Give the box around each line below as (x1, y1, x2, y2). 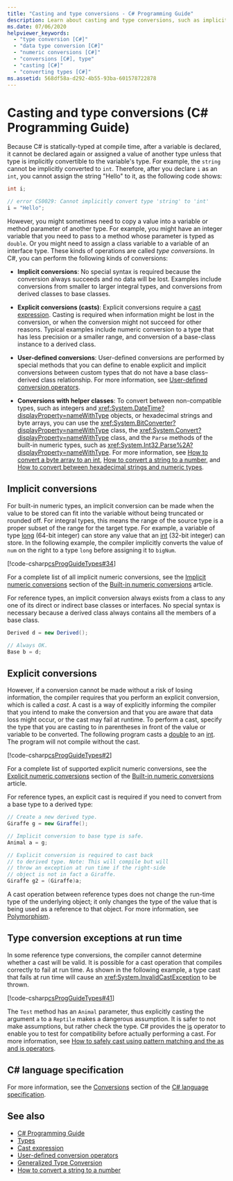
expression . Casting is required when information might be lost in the (17, 310, 215, 318)
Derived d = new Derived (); (7, 629, 89, 636)
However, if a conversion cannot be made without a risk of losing (7, 686, 193, 694)
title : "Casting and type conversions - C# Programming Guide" (7, 10, 194, 17)
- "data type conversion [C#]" (13, 42, 104, 49)
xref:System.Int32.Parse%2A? (107, 441, 193, 449)
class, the (110, 425, 139, 434)
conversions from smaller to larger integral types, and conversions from (17, 282, 223, 291)
